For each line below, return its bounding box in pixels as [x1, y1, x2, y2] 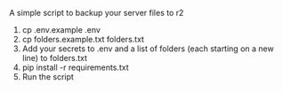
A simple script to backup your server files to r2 [9, 8, 184, 18]
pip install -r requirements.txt [21, 62, 129, 72]
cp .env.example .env [21, 25, 101, 34]
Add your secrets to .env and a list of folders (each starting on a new [21, 43, 274, 54]
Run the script [21, 72, 74, 82]
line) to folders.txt [21, 53, 87, 63]
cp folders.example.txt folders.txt [21, 34, 145, 44]
